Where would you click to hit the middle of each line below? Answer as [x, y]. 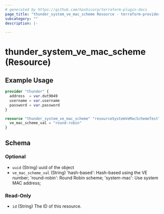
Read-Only [18, 195]
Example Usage [29, 80]
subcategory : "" [21, 19]
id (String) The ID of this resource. [47, 206]
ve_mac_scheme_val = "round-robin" [46, 123]
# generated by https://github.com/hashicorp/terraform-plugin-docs [76, 10]
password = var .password [35, 105]
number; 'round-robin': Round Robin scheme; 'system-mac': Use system [85, 178]
